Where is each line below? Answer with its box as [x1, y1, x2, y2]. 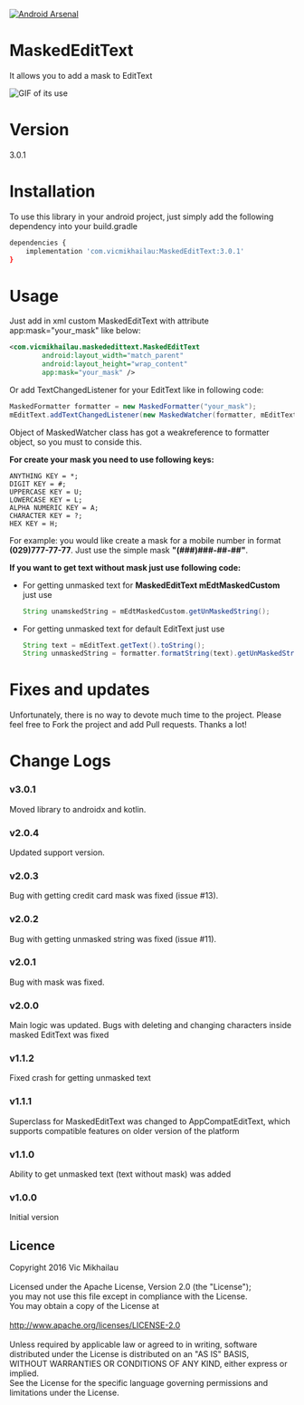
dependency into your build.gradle [9, 220, 138, 231]
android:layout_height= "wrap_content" [42, 360, 188, 369]
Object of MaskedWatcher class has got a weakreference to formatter [9, 427, 270, 438]
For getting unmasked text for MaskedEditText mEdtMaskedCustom [22, 580, 280, 591]
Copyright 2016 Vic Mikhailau [9, 1262, 119, 1273]
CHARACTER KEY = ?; [9, 511, 83, 520]
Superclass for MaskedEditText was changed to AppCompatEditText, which [9, 1115, 291, 1127]
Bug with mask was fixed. [9, 977, 106, 987]
